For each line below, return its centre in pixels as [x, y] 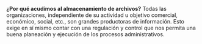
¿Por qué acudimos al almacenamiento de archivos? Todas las [86, 9]
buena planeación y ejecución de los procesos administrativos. [85, 34]
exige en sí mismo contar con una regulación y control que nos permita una [101, 28]
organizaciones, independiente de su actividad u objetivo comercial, [92, 15]
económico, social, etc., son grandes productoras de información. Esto [96, 21]
